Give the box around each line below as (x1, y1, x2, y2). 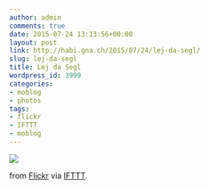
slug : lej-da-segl (9, 54, 77, 63)
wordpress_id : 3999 (9, 71, 82, 80)
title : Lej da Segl (9, 63, 82, 72)
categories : (9, 79, 53, 88)
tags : (9, 104, 29, 113)
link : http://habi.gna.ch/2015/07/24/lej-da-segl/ (9, 46, 201, 55)
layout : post (9, 37, 58, 47)
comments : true (9, 21, 66, 30)
